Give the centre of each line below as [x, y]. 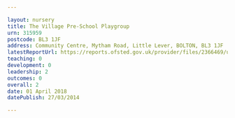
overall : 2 [23, 84]
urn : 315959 [24, 33]
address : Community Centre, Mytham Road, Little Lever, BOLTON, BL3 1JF [115, 46]
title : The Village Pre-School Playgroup [69, 26]
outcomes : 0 [24, 78]
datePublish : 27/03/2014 [43, 98]
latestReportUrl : [33, 52]
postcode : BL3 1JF [34, 39]
